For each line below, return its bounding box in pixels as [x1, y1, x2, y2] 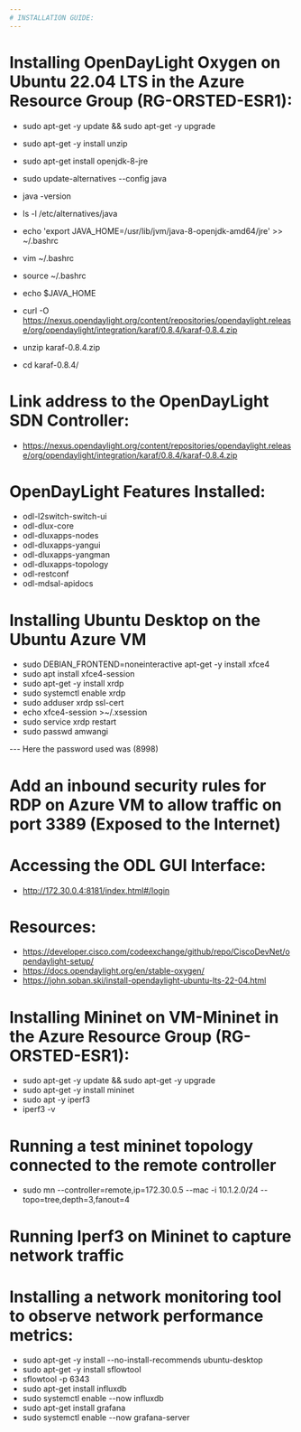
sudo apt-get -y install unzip [22, 137, 128, 149]
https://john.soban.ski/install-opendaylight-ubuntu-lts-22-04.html [22, 975, 267, 986]
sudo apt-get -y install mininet [22, 1085, 135, 1096]
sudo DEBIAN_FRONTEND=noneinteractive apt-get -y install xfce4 [22, 659, 270, 669]
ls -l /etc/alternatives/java [22, 208, 118, 219]
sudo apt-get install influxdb [22, 1383, 128, 1394]
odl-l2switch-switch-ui [22, 511, 107, 522]
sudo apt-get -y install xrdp [22, 679, 124, 689]
